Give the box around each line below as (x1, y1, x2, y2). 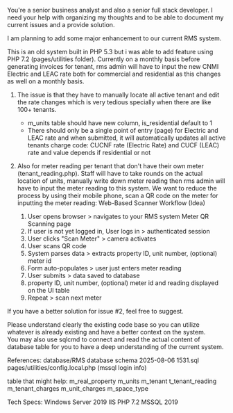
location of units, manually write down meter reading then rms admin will (17, 177, 225, 185)
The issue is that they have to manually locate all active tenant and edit (17, 90, 220, 99)
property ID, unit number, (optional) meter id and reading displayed (27, 279, 218, 287)
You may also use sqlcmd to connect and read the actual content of (7, 335, 200, 343)
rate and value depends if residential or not (27, 149, 151, 156)
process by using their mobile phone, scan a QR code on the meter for (17, 191, 218, 200)
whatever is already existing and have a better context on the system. (7, 328, 206, 336)
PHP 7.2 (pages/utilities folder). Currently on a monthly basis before (7, 55, 200, 63)
